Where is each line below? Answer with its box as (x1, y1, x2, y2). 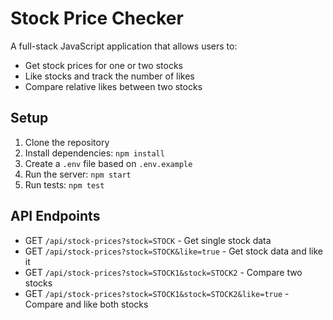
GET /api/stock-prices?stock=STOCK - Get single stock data (24, 234, 272, 246)
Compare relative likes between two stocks (24, 80, 203, 92)
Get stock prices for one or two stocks (24, 59, 183, 71)
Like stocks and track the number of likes (24, 70, 195, 82)
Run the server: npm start (24, 168, 132, 180)
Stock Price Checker (10, 7, 184, 30)
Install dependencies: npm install (24, 147, 165, 159)
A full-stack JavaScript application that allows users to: (10, 40, 238, 52)
